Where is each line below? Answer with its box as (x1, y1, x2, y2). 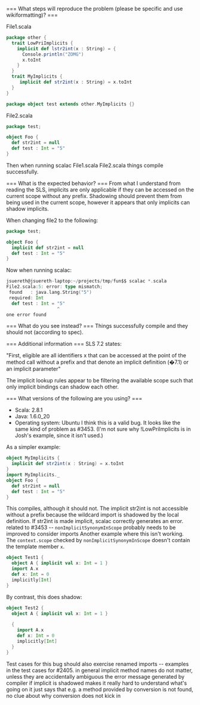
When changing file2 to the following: (6, 217, 99, 224)
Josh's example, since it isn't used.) (14, 432, 103, 439)
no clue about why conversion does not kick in (6, 692, 121, 699)
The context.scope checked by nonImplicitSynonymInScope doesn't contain (6, 537, 190, 544)
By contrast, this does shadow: (6, 593, 82, 600)
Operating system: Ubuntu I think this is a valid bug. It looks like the (14, 419, 181, 427)
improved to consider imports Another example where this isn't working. (6, 530, 184, 537)
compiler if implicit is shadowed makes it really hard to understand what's (6, 679, 187, 686)
